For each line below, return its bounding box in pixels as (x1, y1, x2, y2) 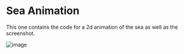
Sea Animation (6, 4, 80, 18)
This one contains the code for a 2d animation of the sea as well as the (6, 23, 178, 31)
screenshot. (6, 29, 35, 36)
